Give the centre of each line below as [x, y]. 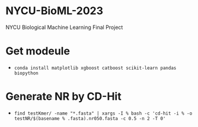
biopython [26, 73]
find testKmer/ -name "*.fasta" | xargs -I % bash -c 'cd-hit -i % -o [103, 113]
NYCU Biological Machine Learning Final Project [64, 27]
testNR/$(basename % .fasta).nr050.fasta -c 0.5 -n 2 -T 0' [90, 118]
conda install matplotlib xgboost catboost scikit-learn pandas [95, 68]
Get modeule [38, 51]
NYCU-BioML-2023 [54, 11]
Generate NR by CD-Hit [64, 97]
